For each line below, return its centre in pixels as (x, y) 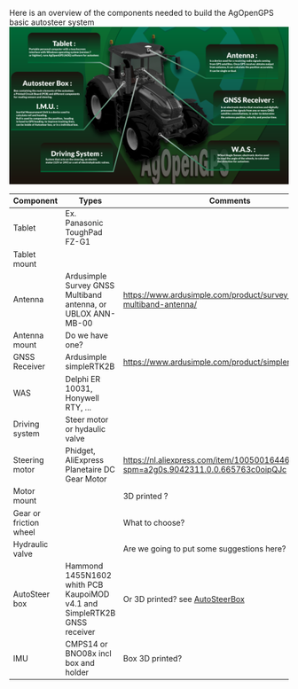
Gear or (27, 513)
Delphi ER (83, 379)
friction (26, 522)
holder (77, 672)
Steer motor (87, 419)
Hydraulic (31, 544)
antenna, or (86, 304)
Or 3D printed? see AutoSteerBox (184, 599)
